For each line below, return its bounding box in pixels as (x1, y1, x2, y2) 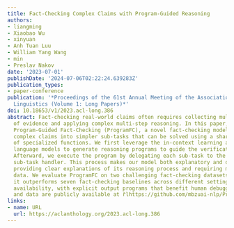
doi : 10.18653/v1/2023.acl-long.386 (7, 107, 114, 114)
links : (7, 197, 26, 205)
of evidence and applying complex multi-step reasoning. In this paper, (13, 120, 229, 127)
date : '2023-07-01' (7, 68, 64, 75)
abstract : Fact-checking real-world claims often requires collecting (7, 113, 217, 120)
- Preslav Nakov (7, 62, 54, 69)
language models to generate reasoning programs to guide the (13, 146, 198, 153)
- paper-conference (7, 88, 64, 95)
